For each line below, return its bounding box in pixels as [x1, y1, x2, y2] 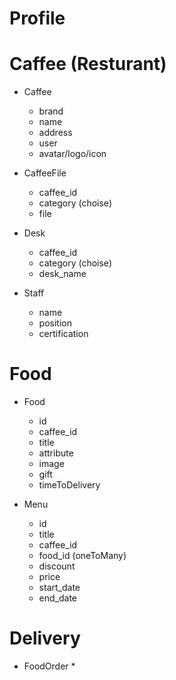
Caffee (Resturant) [9, 53, 167, 76]
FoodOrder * [23, 660, 76, 672]
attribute [38, 447, 74, 459]
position [38, 317, 72, 329]
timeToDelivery [38, 479, 101, 491]
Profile [9, 7, 66, 30]
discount [38, 560, 76, 572]
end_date [38, 592, 78, 604]
